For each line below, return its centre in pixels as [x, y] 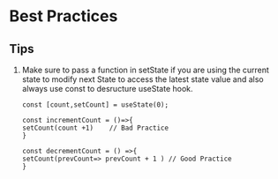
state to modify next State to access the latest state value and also [143, 79]
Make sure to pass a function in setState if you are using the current [145, 70]
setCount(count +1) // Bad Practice [95, 128]
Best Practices [64, 16]
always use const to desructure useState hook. [107, 89]
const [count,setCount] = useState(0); [95, 105]
